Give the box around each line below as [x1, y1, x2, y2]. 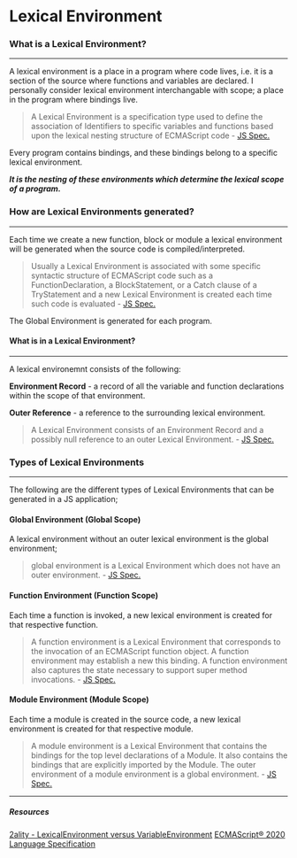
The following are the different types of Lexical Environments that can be [9, 484, 275, 495]
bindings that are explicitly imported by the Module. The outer [30, 759, 256, 769]
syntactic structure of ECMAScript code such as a [30, 270, 214, 281]
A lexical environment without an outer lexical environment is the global [9, 534, 270, 545]
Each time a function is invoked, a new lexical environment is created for [9, 609, 273, 621]
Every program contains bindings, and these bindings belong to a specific [9, 148, 278, 158]
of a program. [9, 183, 62, 194]
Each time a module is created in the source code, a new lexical [9, 714, 241, 724]
